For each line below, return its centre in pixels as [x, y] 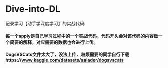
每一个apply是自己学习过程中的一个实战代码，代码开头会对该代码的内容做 [82, 36]
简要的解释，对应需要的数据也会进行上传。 [54, 42]
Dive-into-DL [33, 9]
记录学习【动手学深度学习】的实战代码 [45, 23]
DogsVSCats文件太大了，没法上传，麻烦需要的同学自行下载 [67, 55]
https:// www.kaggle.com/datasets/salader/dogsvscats [65, 60]
